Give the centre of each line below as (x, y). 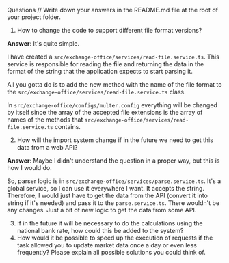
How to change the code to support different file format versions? (109, 30)
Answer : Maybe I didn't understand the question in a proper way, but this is (113, 161)
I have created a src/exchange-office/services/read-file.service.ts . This (113, 57)
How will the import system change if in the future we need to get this (115, 140)
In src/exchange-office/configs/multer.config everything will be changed (112, 105)
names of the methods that (45, 120)
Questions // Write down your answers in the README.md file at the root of (113, 10)
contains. (67, 127)
